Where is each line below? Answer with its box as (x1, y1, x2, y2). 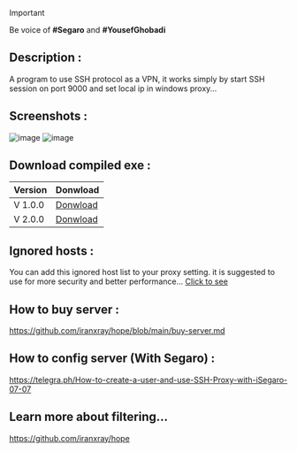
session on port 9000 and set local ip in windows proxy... (9, 83, 217, 94)
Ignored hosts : (9, 243, 95, 258)
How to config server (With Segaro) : (9, 351, 216, 366)
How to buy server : (9, 302, 119, 317)
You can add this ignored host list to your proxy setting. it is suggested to (9, 267, 276, 278)
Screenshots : (9, 109, 88, 124)
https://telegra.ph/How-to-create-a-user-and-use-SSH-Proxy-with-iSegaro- (9, 374, 288, 385)
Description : (9, 50, 82, 65)
